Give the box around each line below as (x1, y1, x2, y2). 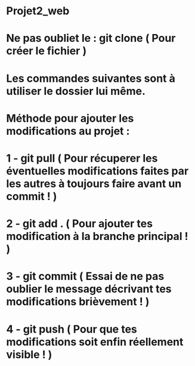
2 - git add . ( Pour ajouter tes (6, 217, 153, 230)
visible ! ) (6, 347, 52, 361)
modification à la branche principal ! (6, 230, 189, 243)
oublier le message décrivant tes (6, 282, 172, 296)
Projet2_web (6, 4, 70, 18)
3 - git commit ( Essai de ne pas (6, 270, 165, 283)
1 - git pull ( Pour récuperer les (6, 151, 158, 165)
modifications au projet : (6, 124, 130, 138)
